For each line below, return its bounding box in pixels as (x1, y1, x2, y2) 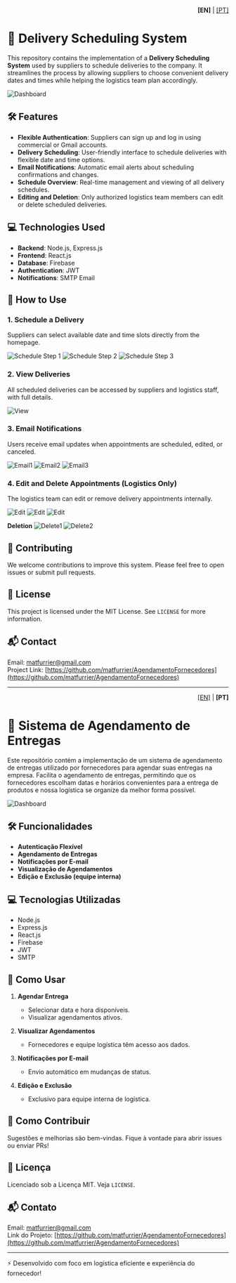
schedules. (17, 185, 50, 194)
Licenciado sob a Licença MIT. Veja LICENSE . (7, 1180, 136, 1189)
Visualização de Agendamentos (17, 865, 113, 874)
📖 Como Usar (7, 973, 66, 985)
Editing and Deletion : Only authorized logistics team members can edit (17, 192, 223, 201)
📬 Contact (7, 636, 57, 648)
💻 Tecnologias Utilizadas (7, 893, 121, 905)
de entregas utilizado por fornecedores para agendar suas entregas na (7, 763, 213, 772)
